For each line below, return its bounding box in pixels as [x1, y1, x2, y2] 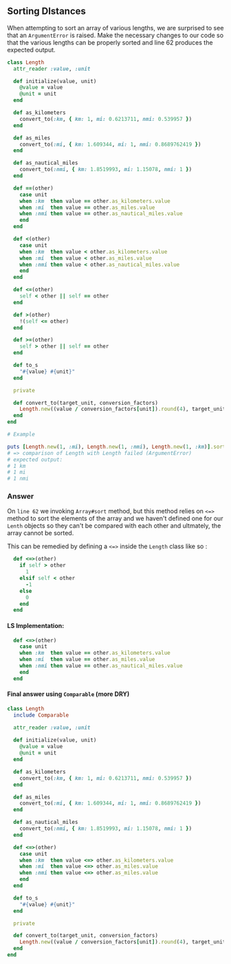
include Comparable [13, 711, 69, 719]
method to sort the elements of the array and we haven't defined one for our [7, 515, 223, 523]
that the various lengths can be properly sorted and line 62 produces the [7, 38, 213, 47]
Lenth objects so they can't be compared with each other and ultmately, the [7, 522, 221, 530]
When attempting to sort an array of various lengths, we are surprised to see [7, 23, 224, 32]
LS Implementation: [7, 621, 65, 629]
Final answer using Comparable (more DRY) [7, 690, 130, 698]
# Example [7, 431, 36, 438]
